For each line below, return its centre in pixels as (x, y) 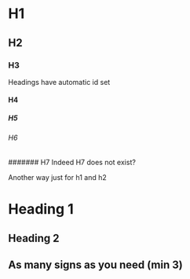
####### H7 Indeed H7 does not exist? (72, 163)
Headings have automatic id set (59, 82)
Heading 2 (34, 238)
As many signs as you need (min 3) (95, 265)
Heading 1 (41, 209)
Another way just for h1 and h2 (58, 178)
